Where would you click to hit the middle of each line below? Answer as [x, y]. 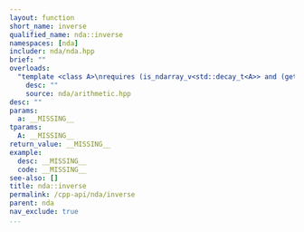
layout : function [42, 18]
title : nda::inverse [48, 187]
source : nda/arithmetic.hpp [78, 93]
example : [26, 152]
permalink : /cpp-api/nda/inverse [72, 195]
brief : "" [28, 60]
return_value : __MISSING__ [60, 144]
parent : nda [32, 203]
